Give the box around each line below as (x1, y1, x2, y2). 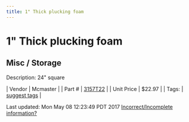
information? (6, 110, 38, 117)
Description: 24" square (6, 74, 65, 81)
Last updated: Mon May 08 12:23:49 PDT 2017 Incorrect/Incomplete (6, 103, 173, 110)
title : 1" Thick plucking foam (6, 8, 84, 15)
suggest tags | (6, 92, 42, 99)
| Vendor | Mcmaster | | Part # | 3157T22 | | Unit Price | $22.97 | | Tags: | (6, 85, 184, 92)
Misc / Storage (6, 58, 61, 68)
